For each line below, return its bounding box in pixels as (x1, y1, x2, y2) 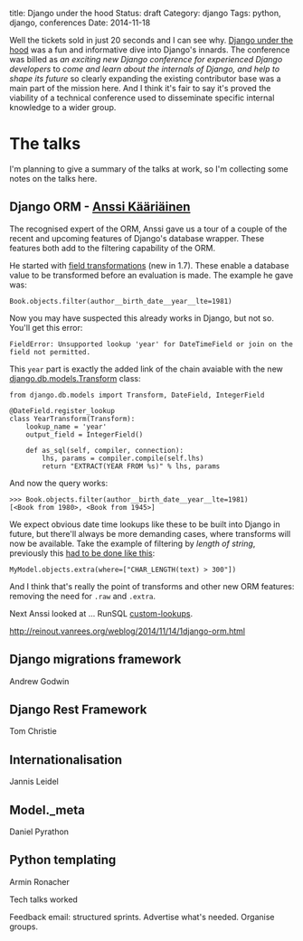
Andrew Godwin (9, 675, 70, 686)
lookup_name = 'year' (25, 422, 107, 431)
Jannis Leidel (9, 776, 59, 787)
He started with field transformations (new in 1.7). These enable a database (9, 259, 289, 270)
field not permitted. (9, 347, 91, 356)
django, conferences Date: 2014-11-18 (9, 17, 151, 28)
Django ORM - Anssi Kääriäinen (9, 199, 191, 215)
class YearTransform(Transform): (9, 414, 136, 423)
